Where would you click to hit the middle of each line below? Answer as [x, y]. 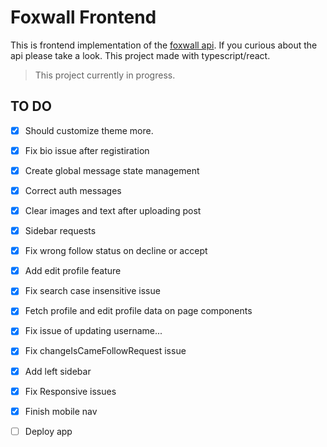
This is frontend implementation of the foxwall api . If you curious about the [164, 45]
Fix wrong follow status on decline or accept [116, 251]
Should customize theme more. [89, 130]
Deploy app [48, 431]
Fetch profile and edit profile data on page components [138, 311]
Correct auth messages [73, 190]
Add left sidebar [58, 371]
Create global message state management [112, 170]
